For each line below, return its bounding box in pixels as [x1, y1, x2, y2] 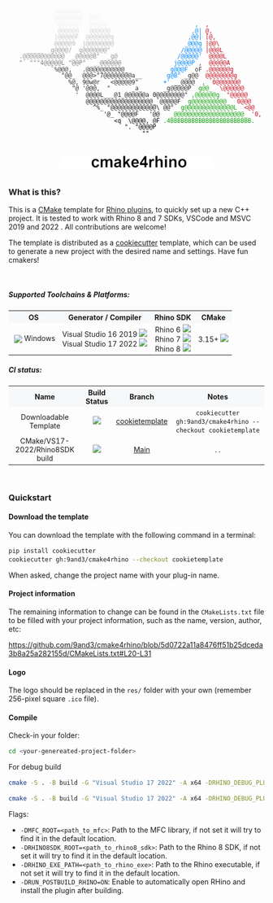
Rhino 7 [154, 334, 181, 344]
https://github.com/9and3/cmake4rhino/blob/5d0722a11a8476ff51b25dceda [8, 639, 264, 649]
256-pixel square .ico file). [8, 694, 99, 704]
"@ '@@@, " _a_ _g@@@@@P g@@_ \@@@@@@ [71, 85, 245, 93]
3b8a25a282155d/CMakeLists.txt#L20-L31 [8, 648, 152, 658]
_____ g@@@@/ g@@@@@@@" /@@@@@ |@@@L [25, 46, 223, 54]
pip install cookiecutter [8, 547, 96, 555]
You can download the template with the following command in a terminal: [8, 530, 256, 539]
